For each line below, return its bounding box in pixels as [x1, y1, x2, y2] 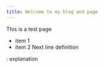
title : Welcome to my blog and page [6, 8, 98, 15]
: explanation [6, 55, 38, 62]
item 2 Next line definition [14, 43, 79, 51]
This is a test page [6, 25, 52, 32]
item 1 [14, 37, 30, 44]
